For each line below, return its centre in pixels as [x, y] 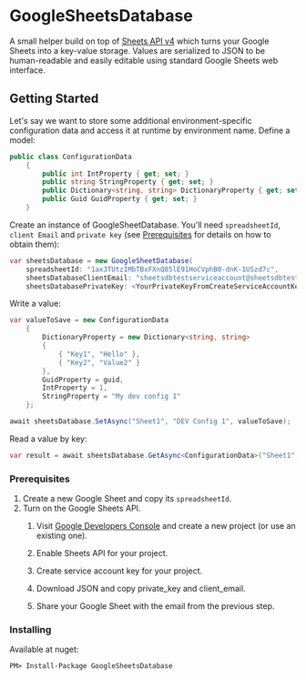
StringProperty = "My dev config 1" [112, 397]
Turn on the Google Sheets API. [82, 508]
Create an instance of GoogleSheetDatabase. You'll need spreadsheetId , [145, 225]
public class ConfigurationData [71, 157]
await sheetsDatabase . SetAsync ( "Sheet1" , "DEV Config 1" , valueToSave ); [150, 421]
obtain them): [35, 244]
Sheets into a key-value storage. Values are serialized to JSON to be [138, 50]
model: [22, 140]
